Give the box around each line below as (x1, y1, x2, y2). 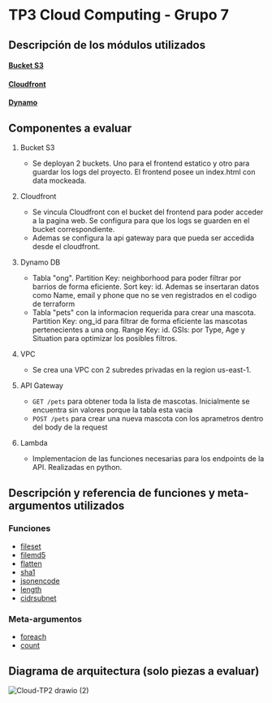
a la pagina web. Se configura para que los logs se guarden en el (32, 216, 250, 226)
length (19, 584, 42, 594)
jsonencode (19, 576, 60, 585)
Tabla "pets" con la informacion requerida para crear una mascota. (32, 308, 257, 317)
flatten (19, 559, 42, 568)
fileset (19, 541, 42, 551)
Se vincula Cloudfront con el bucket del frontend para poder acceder (32, 207, 264, 217)
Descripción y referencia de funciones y (8, 485, 215, 500)
